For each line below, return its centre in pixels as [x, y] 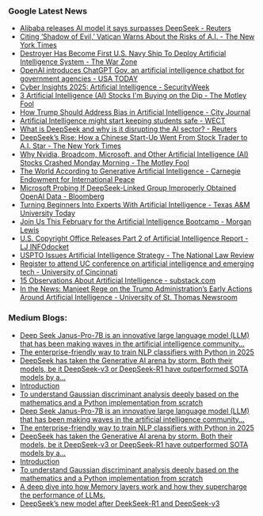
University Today [47, 213]
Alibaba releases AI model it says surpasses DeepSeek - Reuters [125, 28]
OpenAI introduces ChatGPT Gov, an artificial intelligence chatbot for [132, 70]
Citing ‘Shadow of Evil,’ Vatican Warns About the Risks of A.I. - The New [137, 36]
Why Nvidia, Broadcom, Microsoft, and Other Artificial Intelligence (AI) [134, 154]
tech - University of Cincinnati [69, 272]
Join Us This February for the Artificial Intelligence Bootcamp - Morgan [135, 222]
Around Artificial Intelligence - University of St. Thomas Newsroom [128, 298]
